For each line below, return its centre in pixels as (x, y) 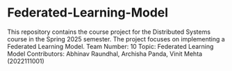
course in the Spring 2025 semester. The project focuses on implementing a (116, 39)
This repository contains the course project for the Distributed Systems (109, 32)
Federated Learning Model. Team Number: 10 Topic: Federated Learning (110, 46)
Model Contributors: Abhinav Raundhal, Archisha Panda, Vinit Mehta (105, 54)
